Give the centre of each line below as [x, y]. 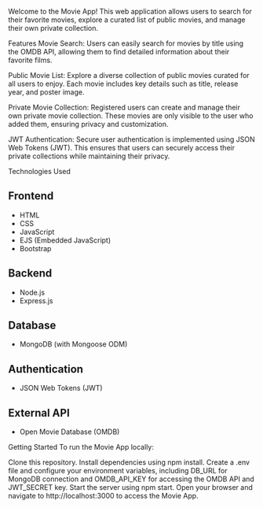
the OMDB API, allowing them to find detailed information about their [119, 52]
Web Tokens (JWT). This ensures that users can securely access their [122, 148]
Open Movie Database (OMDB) [69, 432]
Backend [30, 274]
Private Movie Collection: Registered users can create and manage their [124, 107]
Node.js [32, 292]
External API [39, 413]
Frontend [31, 196]
